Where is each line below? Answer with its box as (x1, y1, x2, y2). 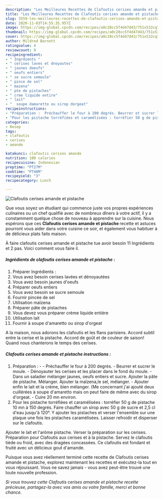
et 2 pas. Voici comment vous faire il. (5, 245, 79, 251)
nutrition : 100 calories (5, 156, 56, 161)
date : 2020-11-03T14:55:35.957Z (5, 20, 71, 26)
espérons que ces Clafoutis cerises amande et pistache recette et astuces (5, 221, 156, 226)
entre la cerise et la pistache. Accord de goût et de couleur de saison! (5, 335, 145, 340)
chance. (5, 489, 22, 495)
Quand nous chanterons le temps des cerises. (5, 340, 97, 346)
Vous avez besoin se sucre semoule (12, 289, 85, 295)
